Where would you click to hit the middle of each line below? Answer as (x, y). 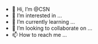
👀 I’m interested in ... (37, 15)
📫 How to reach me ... (39, 35)
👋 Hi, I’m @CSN (31, 9)
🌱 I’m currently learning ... (43, 22)
